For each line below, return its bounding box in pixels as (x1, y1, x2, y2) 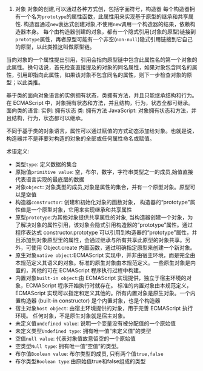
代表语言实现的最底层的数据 (15, 176, 85, 183)
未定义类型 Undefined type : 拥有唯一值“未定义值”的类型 (15, 327, 151, 335)
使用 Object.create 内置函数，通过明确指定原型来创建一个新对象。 (31, 244, 196, 251)
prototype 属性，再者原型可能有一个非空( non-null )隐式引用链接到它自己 (15, 36, 193, 42)
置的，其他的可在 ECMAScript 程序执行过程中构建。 (15, 267, 144, 274)
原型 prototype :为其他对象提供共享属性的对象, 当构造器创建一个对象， (15, 214, 188, 221)
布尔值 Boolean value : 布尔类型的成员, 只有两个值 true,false (15, 350, 164, 357)
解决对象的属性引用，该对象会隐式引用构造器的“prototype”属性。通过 (20, 221, 193, 229)
